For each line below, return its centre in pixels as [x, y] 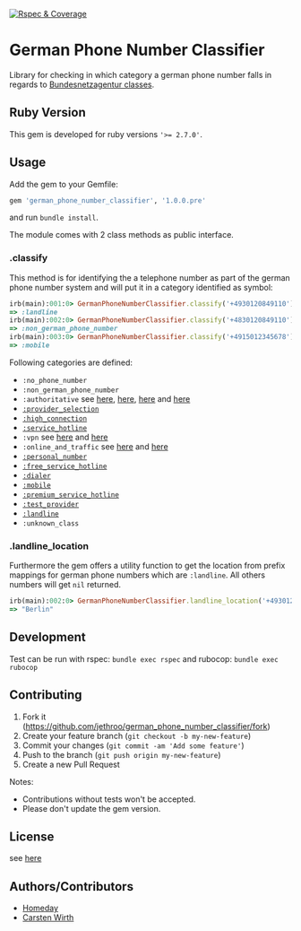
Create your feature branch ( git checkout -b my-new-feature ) [137, 735]
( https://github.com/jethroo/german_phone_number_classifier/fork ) [146, 726]
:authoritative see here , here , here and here [106, 398]
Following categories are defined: [71, 362]
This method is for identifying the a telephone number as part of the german [150, 277]
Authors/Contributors [72, 887]
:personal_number [55, 457]
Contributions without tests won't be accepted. [109, 799]
